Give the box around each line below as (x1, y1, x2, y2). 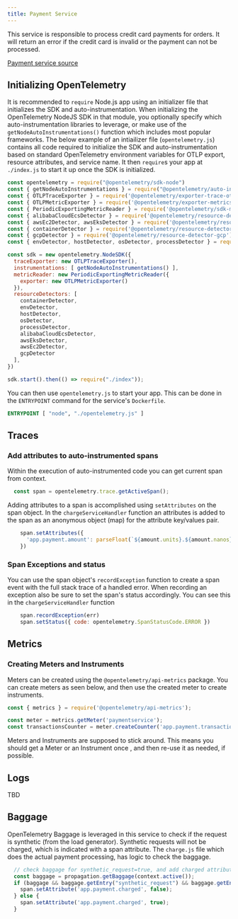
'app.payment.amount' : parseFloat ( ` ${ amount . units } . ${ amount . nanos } (25, 536, 233, 544)
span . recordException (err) (20, 612, 100, 620)
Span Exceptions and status (7, 559, 106, 569)
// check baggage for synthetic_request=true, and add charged (13, 866, 204, 873)
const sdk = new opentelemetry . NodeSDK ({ (7, 251, 132, 258)
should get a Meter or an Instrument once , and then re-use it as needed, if (7, 744, 225, 753)
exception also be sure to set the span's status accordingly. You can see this (7, 590, 231, 599)
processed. (7, 45, 40, 53)
